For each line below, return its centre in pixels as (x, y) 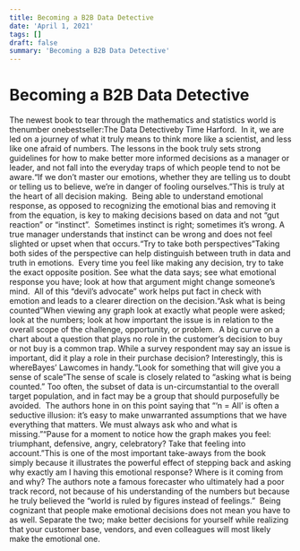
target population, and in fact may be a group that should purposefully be (145, 396)
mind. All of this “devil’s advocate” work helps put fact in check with (135, 291)
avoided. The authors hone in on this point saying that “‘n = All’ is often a (144, 406)
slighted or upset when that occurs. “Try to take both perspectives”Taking (145, 244)
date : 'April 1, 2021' (51, 26)
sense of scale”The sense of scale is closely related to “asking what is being (150, 377)
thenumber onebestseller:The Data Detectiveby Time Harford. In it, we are (147, 130)
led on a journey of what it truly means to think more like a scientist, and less (150, 139)
